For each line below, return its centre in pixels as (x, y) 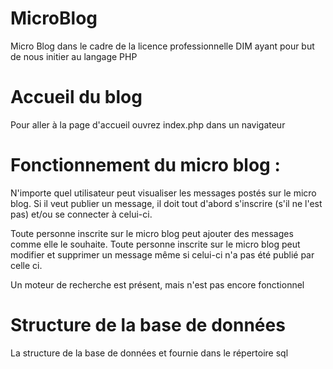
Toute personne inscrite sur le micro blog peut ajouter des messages (152, 233)
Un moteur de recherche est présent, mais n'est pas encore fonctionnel (157, 284)
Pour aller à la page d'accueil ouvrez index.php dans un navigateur (148, 124)
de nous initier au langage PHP (74, 56)
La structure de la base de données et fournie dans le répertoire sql (149, 353)
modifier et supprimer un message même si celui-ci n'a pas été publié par (162, 254)
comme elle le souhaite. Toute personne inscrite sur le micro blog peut (155, 244)
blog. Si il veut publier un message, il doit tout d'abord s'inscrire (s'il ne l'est (166, 203)
